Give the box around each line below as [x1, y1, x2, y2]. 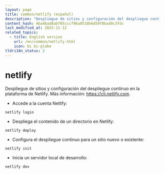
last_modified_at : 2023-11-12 [5, 26, 67, 30]
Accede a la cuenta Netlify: [12, 100, 67, 106]
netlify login [5, 110, 34, 115]
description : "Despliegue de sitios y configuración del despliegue [5, 16, 148, 21]
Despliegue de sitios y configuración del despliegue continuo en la [5, 86, 140, 91]
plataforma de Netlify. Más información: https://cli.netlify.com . [5, 91, 131, 97]
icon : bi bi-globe [14, 44, 52, 49]
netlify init [5, 146, 32, 151]
